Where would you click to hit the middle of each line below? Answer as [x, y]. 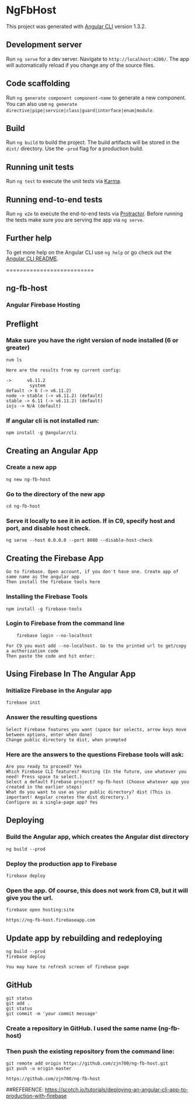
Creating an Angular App [52, 451]
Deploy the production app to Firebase [62, 863]
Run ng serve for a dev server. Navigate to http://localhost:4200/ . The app [98, 58]
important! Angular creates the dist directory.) [68, 797]
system [37, 385]
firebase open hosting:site [40, 910]
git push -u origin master [39, 1069]
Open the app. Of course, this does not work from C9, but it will [97, 890]
